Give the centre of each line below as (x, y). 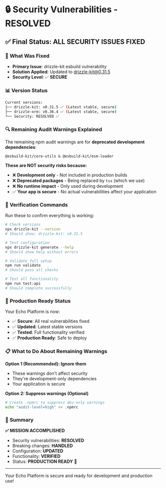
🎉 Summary (19, 420)
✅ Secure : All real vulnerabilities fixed (51, 321)
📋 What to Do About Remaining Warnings (56, 351)
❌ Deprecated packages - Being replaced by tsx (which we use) (78, 180)
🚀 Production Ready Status (38, 301)
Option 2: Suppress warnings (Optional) (47, 394)
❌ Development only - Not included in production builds (70, 175)
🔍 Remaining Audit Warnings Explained (54, 129)
